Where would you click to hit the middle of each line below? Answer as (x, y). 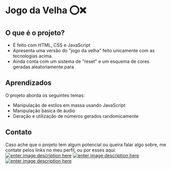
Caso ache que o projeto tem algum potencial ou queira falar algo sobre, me (86, 144)
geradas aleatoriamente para (43, 67)
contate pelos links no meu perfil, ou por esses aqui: (61, 150)
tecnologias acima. (33, 56)
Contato (18, 132)
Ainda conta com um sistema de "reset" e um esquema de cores (81, 61)
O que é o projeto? (35, 33)
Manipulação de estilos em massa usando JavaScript (69, 105)
